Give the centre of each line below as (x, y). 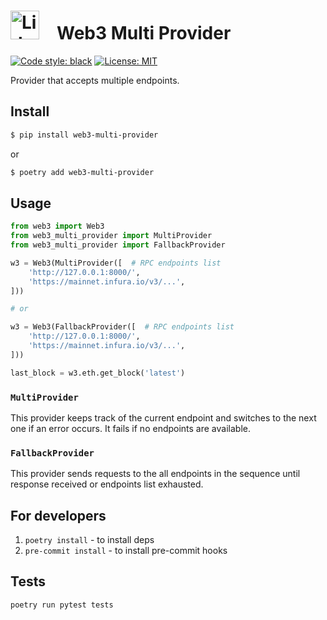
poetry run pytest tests (62, 605)
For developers (58, 515)
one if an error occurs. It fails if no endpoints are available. (130, 428)
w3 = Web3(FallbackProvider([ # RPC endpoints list (122, 327)
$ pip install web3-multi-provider (84, 135)
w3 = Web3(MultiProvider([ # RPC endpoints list (116, 263)
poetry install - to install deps (89, 540)
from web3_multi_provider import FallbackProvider (118, 245)
